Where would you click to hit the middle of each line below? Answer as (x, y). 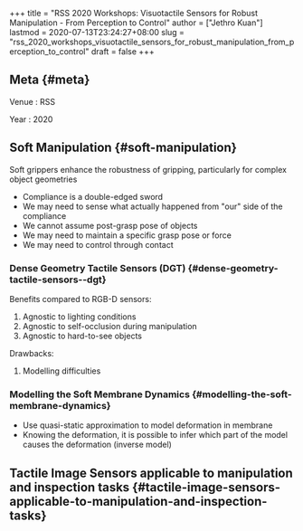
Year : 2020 (31, 119)
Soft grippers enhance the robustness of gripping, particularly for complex (148, 169)
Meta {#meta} (50, 80)
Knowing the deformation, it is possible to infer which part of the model (155, 435)
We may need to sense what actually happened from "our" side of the (152, 206)
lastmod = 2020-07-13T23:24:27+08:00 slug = (97, 32)
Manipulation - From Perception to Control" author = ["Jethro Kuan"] (137, 23)
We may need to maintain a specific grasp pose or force (127, 235)
